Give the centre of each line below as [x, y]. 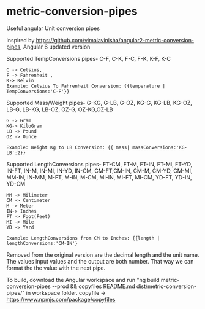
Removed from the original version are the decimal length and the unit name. [103, 255]
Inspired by [20, 40]
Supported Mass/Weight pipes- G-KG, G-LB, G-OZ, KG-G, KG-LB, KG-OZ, [99, 103]
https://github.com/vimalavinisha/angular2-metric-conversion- [115, 40]
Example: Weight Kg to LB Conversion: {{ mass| [68, 147]
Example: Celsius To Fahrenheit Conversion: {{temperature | [86, 86]
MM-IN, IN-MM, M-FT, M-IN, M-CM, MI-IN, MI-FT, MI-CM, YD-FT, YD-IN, [99, 177]
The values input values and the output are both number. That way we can [100, 261]
